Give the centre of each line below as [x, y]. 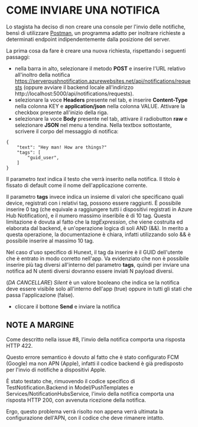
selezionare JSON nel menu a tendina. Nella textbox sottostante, [93, 125]
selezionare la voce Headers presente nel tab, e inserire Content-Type [101, 100]
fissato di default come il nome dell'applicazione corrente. [77, 185]
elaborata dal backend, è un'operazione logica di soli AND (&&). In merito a [97, 228]
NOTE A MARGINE [40, 325]
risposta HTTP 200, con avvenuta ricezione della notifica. [76, 400]
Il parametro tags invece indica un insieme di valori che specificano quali [95, 196]
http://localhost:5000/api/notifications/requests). [74, 93]
